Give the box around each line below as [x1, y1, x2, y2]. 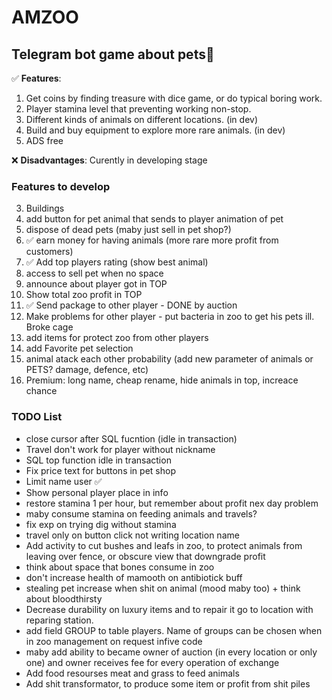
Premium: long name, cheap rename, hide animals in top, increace [25, 374, 299, 386]
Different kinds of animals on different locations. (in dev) [25, 114, 259, 125]
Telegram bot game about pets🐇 [11, 46, 215, 63]
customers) [25, 246, 74, 258]
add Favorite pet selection [25, 342, 134, 355]
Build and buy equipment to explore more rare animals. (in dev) [25, 124, 286, 136]
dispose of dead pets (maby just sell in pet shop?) [25, 224, 232, 236]
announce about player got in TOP [25, 278, 168, 290]
